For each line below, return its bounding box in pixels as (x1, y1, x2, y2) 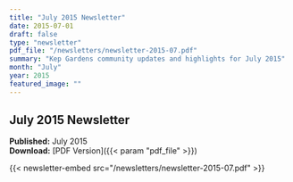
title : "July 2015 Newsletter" (9, 12, 126, 22)
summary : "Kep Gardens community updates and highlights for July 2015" (9, 54, 286, 63)
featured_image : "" (9, 79, 82, 88)
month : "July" (9, 63, 63, 72)
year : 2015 (9, 71, 50, 80)
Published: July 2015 (9, 136, 88, 147)
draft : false (9, 29, 58, 38)
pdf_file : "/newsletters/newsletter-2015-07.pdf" (9, 46, 198, 55)
